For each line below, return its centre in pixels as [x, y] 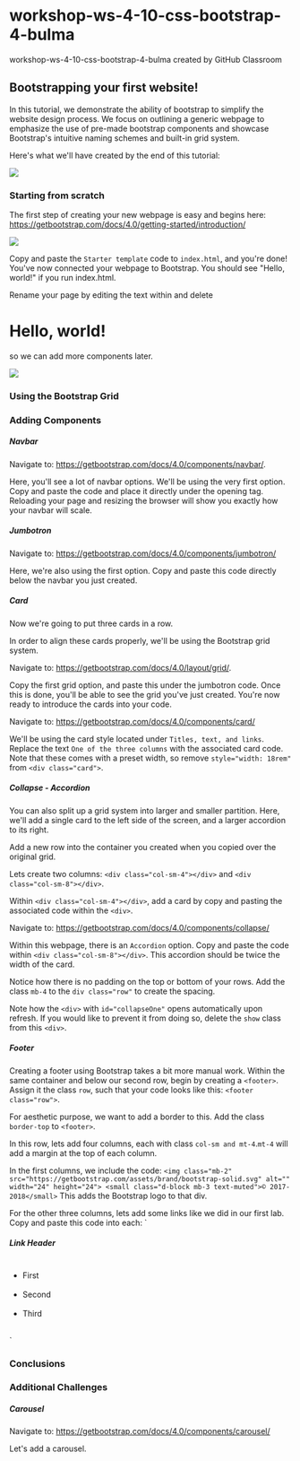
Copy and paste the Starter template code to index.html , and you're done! [149, 259]
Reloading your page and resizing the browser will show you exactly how [144, 500]
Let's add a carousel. [48, 1448]
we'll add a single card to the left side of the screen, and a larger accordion [148, 820]
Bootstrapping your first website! [104, 87]
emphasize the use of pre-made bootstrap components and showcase [139, 128]
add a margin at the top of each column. [83, 1152]
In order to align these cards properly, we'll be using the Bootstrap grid [140, 640]
